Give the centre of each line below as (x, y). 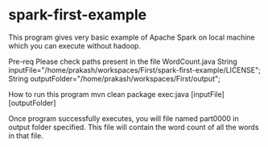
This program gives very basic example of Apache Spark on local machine (132, 37)
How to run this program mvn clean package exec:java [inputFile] (117, 94)
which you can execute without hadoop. (74, 45)
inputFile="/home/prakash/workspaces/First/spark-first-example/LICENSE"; (135, 69)
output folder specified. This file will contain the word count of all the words (134, 127)
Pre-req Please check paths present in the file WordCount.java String (123, 61)
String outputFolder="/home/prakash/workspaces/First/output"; (114, 78)
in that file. (26, 136)
